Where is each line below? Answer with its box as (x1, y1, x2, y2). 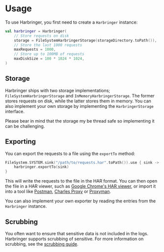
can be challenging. (5, 123, 45, 129)
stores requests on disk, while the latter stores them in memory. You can (5, 98, 151, 104)
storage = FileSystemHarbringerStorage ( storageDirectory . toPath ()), (14, 38, 157, 43)
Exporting (5, 137, 36, 146)
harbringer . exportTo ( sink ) (14, 164, 69, 170)
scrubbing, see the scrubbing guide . (5, 241, 79, 247)
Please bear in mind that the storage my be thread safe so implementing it (5, 118, 155, 124)
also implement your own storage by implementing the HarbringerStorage (5, 103, 154, 109)
